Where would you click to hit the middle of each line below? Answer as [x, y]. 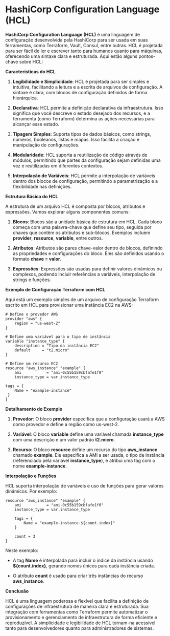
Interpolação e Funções [31, 476]
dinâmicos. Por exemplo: [31, 491]
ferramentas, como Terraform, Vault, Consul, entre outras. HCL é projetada [84, 45]
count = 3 [25, 536]
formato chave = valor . [37, 259]
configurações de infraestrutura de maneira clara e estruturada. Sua [77, 606]
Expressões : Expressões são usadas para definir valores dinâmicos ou [87, 269]
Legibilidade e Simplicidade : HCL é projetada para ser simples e [81, 81]
